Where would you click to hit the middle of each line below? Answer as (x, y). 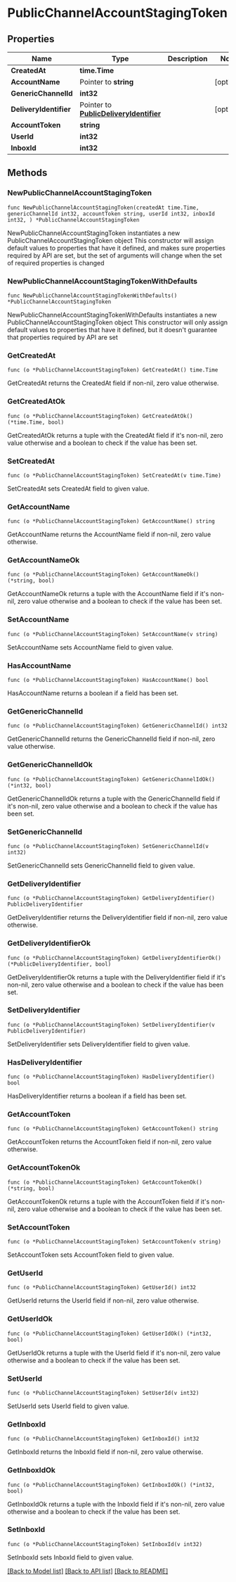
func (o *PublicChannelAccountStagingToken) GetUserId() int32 (102, 1288)
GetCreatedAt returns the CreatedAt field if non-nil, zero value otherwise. (113, 383)
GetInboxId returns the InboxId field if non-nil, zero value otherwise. (105, 1452)
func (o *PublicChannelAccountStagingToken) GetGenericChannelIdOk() (111, 779)
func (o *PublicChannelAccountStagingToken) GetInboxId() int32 (103, 1439)
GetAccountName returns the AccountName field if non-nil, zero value (109, 534)
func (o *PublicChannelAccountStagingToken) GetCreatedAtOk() (100, 416)
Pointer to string (107, 82)
